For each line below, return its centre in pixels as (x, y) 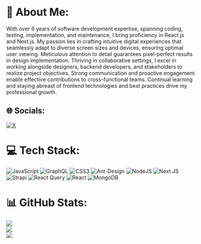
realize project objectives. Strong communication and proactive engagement (100, 73)
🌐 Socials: (26, 111)
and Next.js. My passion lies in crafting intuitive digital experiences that (94, 41)
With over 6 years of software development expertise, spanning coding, (95, 29)
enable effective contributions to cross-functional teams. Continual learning (99, 79)
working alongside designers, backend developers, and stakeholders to (94, 67)
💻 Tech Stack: (43, 150)
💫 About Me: (38, 12)
